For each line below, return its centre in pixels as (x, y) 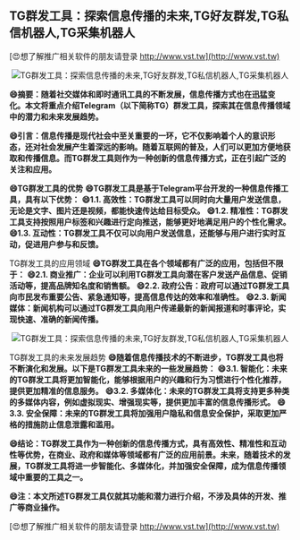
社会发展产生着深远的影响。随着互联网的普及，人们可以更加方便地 (161, 147)
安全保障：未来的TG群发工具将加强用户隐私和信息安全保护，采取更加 (152, 413)
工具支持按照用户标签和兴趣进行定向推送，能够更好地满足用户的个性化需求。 (150, 221)
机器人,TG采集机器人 (78, 33)
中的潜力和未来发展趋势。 (56, 116)
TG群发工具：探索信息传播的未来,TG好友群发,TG (143, 16)
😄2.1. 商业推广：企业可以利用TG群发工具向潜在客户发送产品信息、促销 (157, 274)
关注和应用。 (33, 169)
